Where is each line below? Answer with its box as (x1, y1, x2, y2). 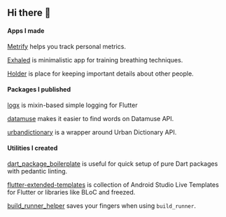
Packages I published (7, 85, 71, 94)
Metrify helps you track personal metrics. (7, 42, 126, 50)
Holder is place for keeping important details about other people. (7, 69, 194, 78)
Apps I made (7, 26, 45, 35)
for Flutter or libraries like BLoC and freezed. (7, 188, 136, 196)
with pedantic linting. (7, 167, 68, 175)
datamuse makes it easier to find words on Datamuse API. (7, 114, 174, 122)
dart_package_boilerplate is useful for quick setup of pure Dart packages (7, 160, 218, 168)
